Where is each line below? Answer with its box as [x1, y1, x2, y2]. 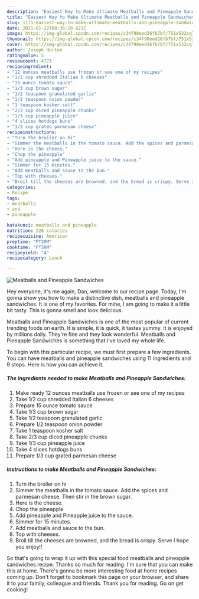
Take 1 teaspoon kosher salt [15, 427, 83, 434]
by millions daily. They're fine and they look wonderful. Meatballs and [6, 331, 176, 338]
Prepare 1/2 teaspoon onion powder [15, 421, 103, 428]
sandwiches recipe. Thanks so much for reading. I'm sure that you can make [6, 561, 193, 568]
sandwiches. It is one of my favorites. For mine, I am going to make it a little [6, 300, 190, 307]
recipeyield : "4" [6, 250, 50, 256]
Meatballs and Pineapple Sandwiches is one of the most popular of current [6, 318, 189, 325]
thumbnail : [6, 36, 34, 42]
